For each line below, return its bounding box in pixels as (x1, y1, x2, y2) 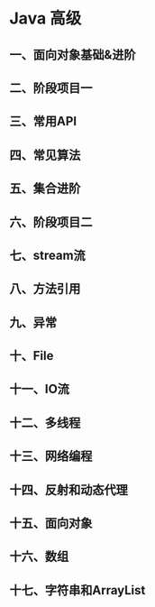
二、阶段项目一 (9, 80, 93, 96)
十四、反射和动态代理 (9, 482, 128, 497)
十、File (9, 348, 54, 363)
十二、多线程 (9, 415, 81, 430)
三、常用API (9, 114, 77, 129)
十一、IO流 (9, 382, 70, 397)
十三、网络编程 (9, 448, 93, 464)
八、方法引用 (9, 281, 81, 297)
